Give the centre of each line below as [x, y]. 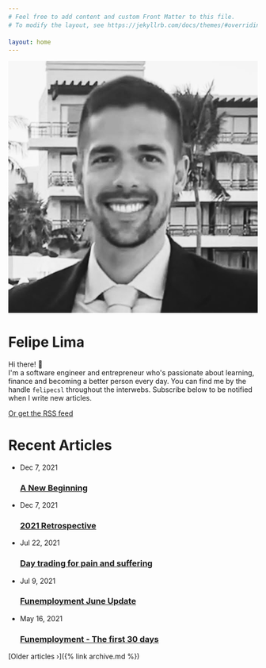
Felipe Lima [46, 342]
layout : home [30, 42]
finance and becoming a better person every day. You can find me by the [127, 381]
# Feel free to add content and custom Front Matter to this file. [122, 17]
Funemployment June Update [78, 601]
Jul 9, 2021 [38, 581]
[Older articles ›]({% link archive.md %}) [74, 656]
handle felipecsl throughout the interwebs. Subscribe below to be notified [131, 390]
